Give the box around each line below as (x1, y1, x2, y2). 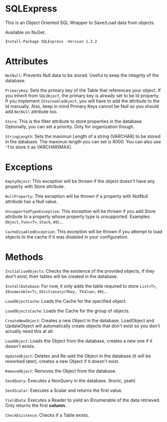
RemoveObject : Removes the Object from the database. (5, 368, 116, 374)
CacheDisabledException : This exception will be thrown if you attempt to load (5, 229, 162, 235)
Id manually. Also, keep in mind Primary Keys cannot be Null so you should (5, 103, 159, 109)
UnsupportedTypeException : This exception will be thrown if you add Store (5, 208, 156, 214)
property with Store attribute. (5, 183, 65, 189)
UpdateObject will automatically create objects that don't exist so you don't (5, 323, 160, 329)
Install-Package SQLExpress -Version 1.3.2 (5, 39, 97, 44)
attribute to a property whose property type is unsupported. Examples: (5, 214, 151, 220)
